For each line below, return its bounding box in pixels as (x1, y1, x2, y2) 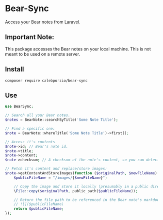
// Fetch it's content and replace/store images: (5, 166, 108, 171)
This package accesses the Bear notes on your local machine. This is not (5, 46, 151, 51)
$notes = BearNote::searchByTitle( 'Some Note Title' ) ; (5, 118, 118, 122)
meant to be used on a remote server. (5, 51, 81, 57)
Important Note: (5, 33, 54, 41)
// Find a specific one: (5, 126, 55, 131)
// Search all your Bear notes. (5, 113, 70, 118)
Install (5, 65, 24, 73)
